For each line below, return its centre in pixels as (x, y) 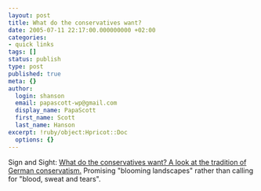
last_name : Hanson (45, 125)
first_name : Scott (45, 118)
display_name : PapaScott (56, 111)
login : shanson (40, 96)
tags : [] (22, 52)
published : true (34, 74)
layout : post (29, 15)
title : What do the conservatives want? (75, 23)
